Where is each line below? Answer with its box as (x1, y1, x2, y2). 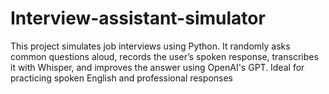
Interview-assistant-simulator (10, 7, 266, 30)
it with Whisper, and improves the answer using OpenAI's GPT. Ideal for (10, 61, 305, 73)
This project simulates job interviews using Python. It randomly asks (10, 40, 291, 52)
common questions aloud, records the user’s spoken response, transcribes (10, 50, 319, 62)
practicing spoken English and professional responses (10, 72, 233, 84)
